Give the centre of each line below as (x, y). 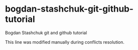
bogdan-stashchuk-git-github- (69, 9)
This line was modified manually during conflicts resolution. (65, 42)
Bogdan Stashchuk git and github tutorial (46, 33)
